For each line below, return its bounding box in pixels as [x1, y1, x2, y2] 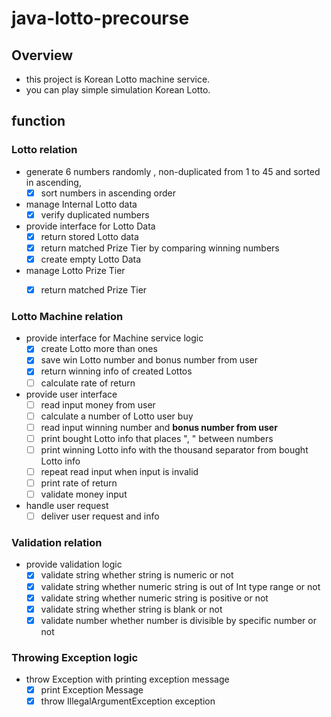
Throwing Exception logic [11, 650, 139, 664]
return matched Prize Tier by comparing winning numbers [40, 242, 280, 254]
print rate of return [40, 477, 118, 489]
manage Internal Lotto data [25, 198, 138, 210]
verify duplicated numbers [40, 208, 150, 221]
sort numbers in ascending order [40, 187, 176, 199]
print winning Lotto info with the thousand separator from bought [40, 443, 309, 456]
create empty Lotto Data [40, 253, 142, 265]
